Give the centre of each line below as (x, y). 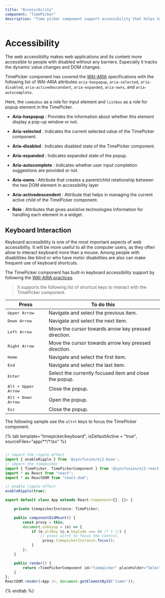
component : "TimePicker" (30, 14)
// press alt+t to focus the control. (80, 536)
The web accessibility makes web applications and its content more (74, 57)
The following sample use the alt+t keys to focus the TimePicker (71, 421)
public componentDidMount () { (45, 518)
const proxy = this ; (44, 522)
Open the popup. (68, 400)
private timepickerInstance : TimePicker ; (57, 509)
